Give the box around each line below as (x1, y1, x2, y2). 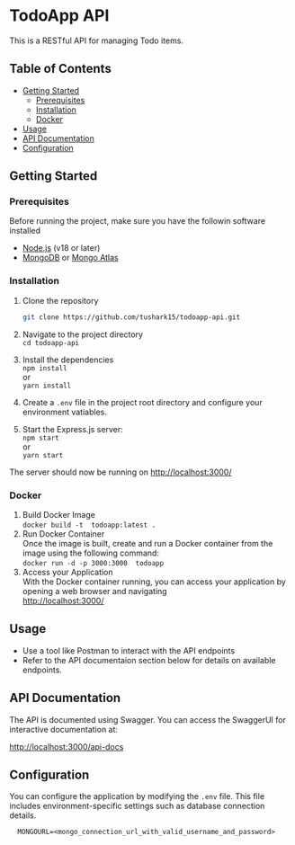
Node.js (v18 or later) (22, 243, 101, 253)
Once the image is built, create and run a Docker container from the (22, 538, 273, 548)
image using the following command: (22, 547, 160, 558)
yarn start (22, 450, 64, 459)
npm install (22, 363, 67, 373)
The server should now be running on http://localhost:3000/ (9, 467, 232, 477)
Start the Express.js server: (22, 423, 123, 434)
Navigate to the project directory (22, 329, 144, 340)
